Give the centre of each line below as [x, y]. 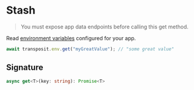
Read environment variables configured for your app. [71, 38]
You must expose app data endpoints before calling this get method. [104, 27]
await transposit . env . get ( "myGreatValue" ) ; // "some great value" [90, 49]
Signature [25, 68]
